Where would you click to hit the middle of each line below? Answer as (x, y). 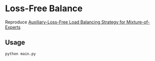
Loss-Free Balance (44, 9)
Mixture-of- (138, 22)
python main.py (21, 54)
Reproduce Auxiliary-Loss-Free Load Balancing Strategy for (65, 22)
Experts (13, 27)
